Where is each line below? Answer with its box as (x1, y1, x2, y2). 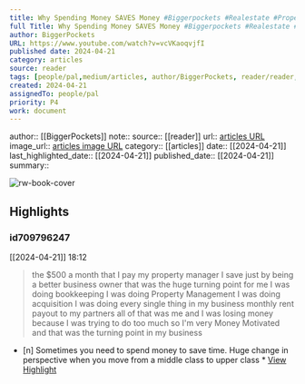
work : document (9, 106, 67, 115)
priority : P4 (9, 97, 59, 107)
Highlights (9, 203, 70, 219)
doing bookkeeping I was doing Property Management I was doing (31, 288, 281, 300)
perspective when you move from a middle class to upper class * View (22, 354, 287, 365)
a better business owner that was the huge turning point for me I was (31, 279, 290, 290)
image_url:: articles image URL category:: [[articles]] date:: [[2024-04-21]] (9, 141, 287, 152)
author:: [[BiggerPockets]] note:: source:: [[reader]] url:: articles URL (9, 131, 265, 142)
